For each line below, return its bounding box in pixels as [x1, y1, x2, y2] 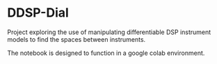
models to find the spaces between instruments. [7, 35, 146, 43]
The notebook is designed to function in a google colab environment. [7, 49, 205, 57]
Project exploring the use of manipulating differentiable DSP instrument [7, 28, 211, 36]
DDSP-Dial [7, 5, 70, 21]
